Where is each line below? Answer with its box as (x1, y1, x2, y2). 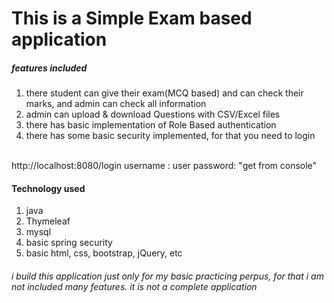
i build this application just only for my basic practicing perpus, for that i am (11, 270, 324, 282)
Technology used (11, 182, 86, 194)
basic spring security (25, 237, 113, 249)
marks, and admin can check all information (25, 98, 207, 110)
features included (11, 62, 88, 74)
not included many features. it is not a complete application (11, 280, 258, 292)
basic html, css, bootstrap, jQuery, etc (25, 247, 183, 259)
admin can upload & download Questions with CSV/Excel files (25, 108, 281, 121)
